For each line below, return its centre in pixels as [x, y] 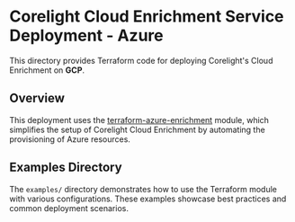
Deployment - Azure [86, 36]
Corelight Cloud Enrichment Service [147, 17]
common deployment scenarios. [69, 208]
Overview [37, 98]
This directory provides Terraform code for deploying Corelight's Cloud [141, 60]
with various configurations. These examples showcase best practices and [148, 199]
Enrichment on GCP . [47, 70]
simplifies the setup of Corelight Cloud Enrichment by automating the [137, 129]
